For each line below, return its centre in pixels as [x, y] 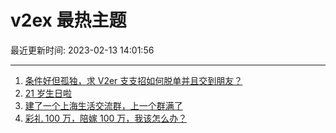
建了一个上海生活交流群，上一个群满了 [103, 105]
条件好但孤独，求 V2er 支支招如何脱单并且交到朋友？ [133, 80]
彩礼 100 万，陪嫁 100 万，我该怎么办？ [106, 118]
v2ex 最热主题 [68, 20]
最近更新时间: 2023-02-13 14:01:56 [82, 50]
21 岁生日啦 [48, 93]
